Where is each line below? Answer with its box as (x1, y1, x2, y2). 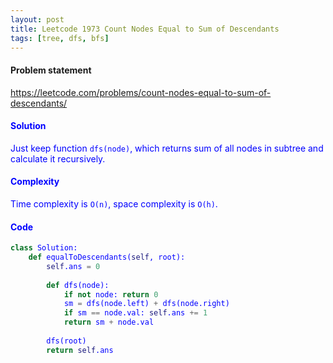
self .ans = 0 (46, 261, 101, 271)
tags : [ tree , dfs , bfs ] (10, 33, 110, 43)
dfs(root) (46, 336, 87, 346)
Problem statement (10, 64, 92, 76)
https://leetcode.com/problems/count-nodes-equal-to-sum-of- (10, 86, 272, 98)
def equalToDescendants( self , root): (28, 252, 186, 263)
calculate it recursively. (10, 152, 106, 165)
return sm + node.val (63, 317, 155, 328)
